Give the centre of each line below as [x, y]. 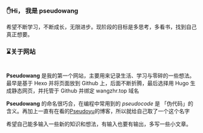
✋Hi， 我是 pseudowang [42, 10]
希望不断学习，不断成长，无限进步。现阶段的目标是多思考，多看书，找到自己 [101, 27]
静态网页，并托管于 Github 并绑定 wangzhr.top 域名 [75, 91]
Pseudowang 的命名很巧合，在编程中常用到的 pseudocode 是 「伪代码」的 [100, 103]
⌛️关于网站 [21, 52]
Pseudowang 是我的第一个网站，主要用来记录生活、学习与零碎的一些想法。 [101, 76]
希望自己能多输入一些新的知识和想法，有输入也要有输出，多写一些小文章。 [99, 124]
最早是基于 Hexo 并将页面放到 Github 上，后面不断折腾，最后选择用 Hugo [98, 83]
